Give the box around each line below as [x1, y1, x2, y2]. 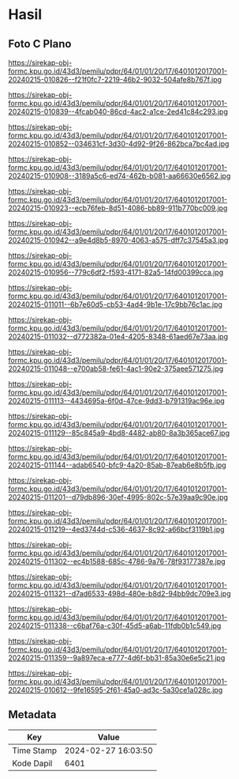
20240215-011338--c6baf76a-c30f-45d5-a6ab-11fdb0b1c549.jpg [8, 621, 222, 630]
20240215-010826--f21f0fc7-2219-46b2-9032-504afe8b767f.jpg [8, 75, 222, 84]
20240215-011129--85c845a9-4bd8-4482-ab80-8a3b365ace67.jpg [8, 429, 230, 437]
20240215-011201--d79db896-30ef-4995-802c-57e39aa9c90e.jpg [8, 493, 229, 501]
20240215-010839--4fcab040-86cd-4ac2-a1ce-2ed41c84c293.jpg [8, 107, 229, 116]
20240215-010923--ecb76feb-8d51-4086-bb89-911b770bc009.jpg [8, 203, 228, 213]
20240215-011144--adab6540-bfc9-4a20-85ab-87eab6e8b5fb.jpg [8, 460, 226, 470]
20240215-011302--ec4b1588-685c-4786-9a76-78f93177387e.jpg [8, 557, 226, 566]
